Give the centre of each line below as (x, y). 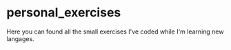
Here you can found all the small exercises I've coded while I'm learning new (115, 32)
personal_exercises (64, 13)
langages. (21, 38)
